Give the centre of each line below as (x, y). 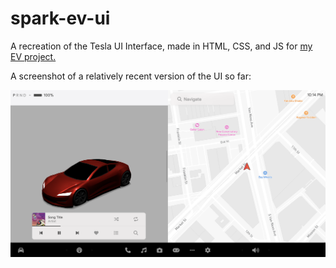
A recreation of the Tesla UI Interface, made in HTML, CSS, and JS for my (161, 46)
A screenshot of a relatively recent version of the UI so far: (131, 76)
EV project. (33, 56)
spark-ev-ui (60, 18)
